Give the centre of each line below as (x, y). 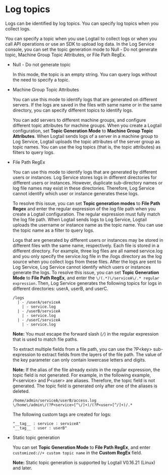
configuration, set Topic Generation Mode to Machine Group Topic (83, 131)
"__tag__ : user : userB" (40, 428)
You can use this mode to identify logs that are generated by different (85, 172)
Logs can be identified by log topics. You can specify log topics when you (82, 23)
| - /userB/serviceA (39, 311)
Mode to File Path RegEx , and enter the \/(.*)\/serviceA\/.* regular (86, 278)
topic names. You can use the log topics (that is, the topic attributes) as (87, 147)
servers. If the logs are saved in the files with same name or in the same (87, 104)
